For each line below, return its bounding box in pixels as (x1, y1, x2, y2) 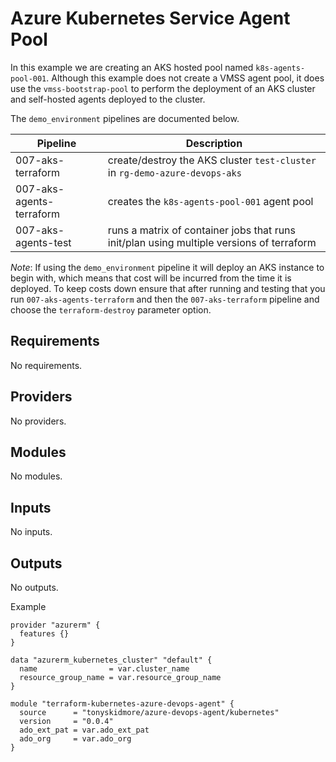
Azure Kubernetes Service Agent (10, 7, 291, 30)
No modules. (10, 470, 63, 482)
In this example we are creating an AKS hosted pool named (10, 61, 254, 73)
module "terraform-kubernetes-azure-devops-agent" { (10, 699, 235, 709)
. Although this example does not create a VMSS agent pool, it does (46, 72, 325, 84)
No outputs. (10, 582, 59, 593)
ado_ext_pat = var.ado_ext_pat (19, 725, 150, 735)
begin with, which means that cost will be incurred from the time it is (10, 272, 292, 284)
